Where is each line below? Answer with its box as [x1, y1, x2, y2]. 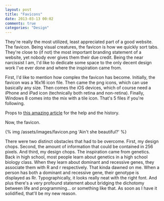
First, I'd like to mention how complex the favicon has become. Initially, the [5, 75, 156, 80]
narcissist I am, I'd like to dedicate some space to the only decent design [5, 60, 152, 66]
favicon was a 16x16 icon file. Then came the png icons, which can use [5, 79, 148, 86]
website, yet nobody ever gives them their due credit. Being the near [5, 54, 143, 60]
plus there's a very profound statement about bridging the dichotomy [5, 180, 144, 186]
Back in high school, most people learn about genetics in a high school [5, 154, 148, 160]
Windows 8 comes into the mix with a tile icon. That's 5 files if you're [5, 95, 144, 101]
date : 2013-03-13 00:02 [5, 16, 54, 21]
